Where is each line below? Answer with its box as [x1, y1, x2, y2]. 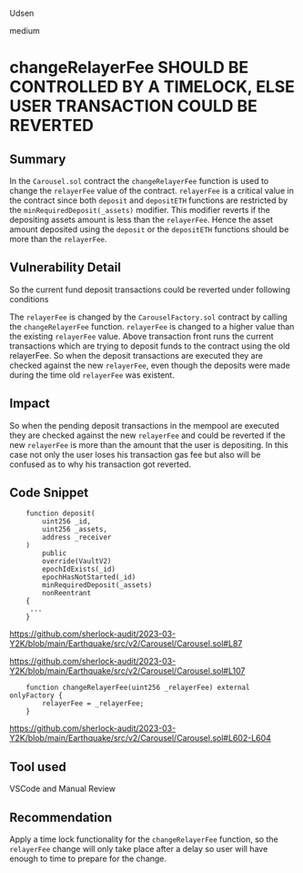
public [42, 549, 67, 558]
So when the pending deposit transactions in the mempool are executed [9, 420, 280, 431]
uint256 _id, [42, 517, 92, 526]
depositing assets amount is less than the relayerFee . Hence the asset [9, 214, 274, 225]
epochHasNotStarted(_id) [42, 573, 136, 582]
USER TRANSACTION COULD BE [9, 96, 258, 117]
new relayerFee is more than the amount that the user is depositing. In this [9, 439, 288, 450]
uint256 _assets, [42, 525, 107, 534]
